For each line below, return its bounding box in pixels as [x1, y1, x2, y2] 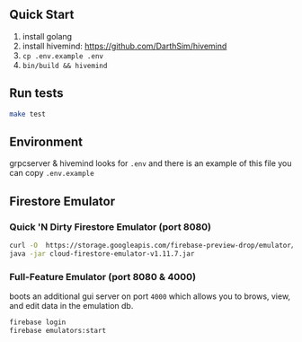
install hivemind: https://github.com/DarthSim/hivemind [22, 40, 227, 51]
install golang [22, 31, 73, 41]
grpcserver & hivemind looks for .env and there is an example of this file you [9, 158, 292, 169]
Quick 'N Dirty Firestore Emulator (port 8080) [9, 220, 212, 232]
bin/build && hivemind [22, 61, 108, 70]
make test [9, 110, 47, 118]
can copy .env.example [9, 168, 94, 179]
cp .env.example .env [22, 51, 103, 61]
